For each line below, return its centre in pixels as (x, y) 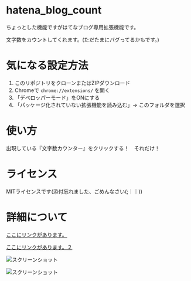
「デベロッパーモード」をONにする (57, 97)
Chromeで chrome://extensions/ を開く (62, 90)
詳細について (37, 217)
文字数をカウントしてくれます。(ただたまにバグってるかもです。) (83, 39)
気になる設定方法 (47, 66)
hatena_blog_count (54, 10)
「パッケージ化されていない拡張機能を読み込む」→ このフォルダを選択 (100, 105)
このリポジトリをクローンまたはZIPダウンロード (72, 83)
